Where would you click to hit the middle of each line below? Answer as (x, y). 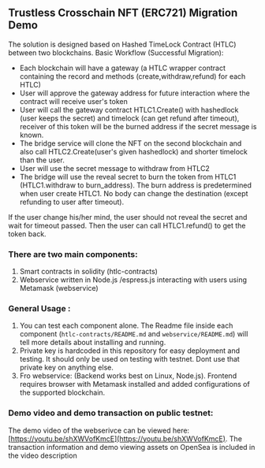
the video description (43, 455)
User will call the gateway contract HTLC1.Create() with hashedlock (129, 110)
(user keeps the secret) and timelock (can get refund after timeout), (129, 118)
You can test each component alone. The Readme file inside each (126, 325)
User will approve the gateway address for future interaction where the (134, 93)
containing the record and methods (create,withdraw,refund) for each (132, 76)
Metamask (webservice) (59, 288)
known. (32, 135)
